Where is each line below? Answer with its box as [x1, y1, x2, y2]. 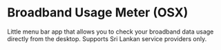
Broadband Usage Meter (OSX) [7, 5, 189, 21]
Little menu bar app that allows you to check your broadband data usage [7, 27, 214, 36]
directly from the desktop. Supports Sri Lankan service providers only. [7, 34, 207, 42]
